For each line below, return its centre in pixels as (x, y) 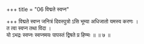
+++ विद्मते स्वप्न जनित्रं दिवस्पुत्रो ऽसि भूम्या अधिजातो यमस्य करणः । (73, 21)
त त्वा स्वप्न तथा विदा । (29, 28)
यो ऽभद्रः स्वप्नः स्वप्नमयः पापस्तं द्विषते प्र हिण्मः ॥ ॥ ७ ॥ (59, 35)
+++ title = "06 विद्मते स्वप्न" (38, 9)
